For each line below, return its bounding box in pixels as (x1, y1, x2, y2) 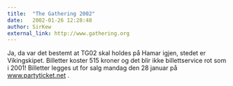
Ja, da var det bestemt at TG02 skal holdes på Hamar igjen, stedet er (7, 49, 206, 57)
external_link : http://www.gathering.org (7, 29, 130, 37)
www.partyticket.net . (7, 71, 70, 80)
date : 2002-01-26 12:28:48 (7, 17, 92, 24)
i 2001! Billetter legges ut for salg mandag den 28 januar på (7, 64, 178, 72)
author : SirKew (7, 23, 52, 30)
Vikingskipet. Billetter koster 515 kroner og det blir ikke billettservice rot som (7, 57, 227, 65)
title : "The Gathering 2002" (7, 10, 96, 17)
